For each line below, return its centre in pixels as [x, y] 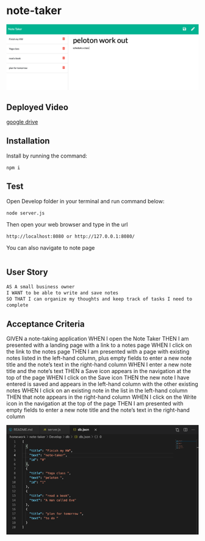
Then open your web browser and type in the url [67, 224]
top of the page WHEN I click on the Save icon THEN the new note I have [98, 378]
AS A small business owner [41, 287]
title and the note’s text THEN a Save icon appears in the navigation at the [99, 371]
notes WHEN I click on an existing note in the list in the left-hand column [97, 391]
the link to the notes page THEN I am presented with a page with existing [98, 352]
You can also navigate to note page [51, 247]
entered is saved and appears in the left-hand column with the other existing [102, 384]
